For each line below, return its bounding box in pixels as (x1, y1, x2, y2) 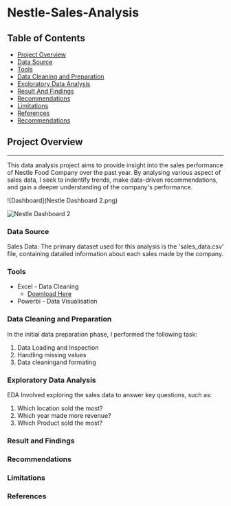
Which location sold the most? (16, 404, 103, 412)
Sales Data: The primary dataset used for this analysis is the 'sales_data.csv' (7, 242, 224, 251)
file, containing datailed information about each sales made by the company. (7, 250, 224, 258)
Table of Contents (7, 32, 86, 44)
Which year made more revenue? (16, 412, 111, 419)
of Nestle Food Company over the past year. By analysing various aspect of (7, 168, 221, 176)
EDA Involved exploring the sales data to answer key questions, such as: (7, 391, 212, 399)
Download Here (27, 290, 72, 298)
